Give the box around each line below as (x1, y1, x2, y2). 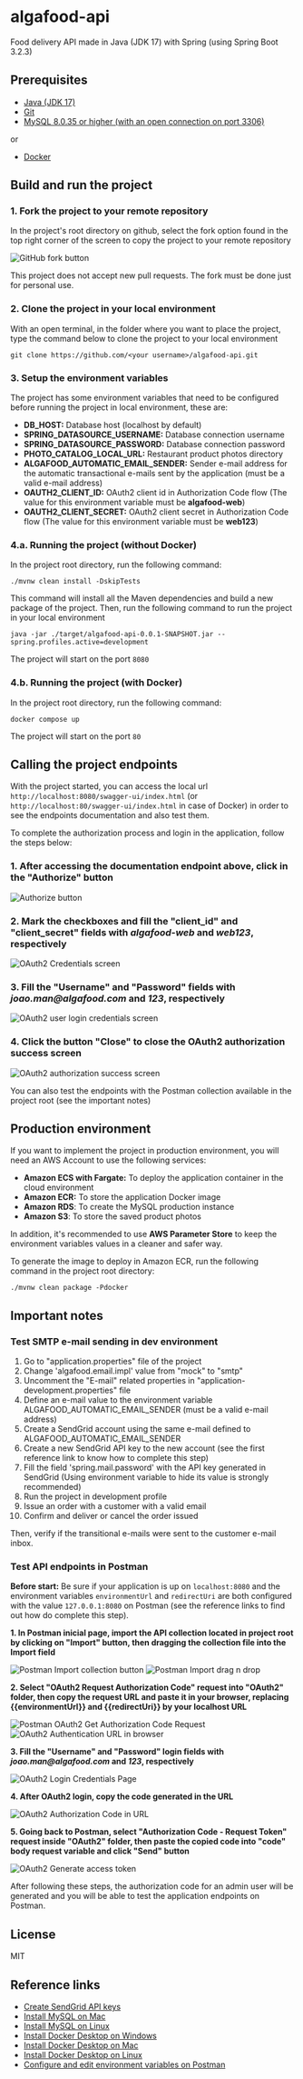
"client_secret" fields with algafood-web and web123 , (10, 925, 254, 938)
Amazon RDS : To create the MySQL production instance (23, 1202, 235, 1213)
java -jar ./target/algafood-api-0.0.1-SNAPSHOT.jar (10, 630, 214, 639)
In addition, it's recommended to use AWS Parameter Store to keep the (10, 1229, 278, 1240)
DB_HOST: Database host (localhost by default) (23, 420, 202, 431)
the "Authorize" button (10, 871, 114, 884)
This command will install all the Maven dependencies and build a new (10, 593, 274, 604)
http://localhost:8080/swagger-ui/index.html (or (10, 791, 199, 802)
